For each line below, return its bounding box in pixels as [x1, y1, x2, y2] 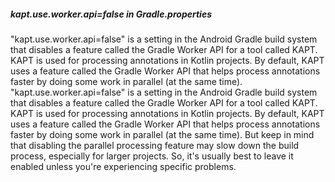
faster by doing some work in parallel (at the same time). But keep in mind [10, 128, 315, 140]
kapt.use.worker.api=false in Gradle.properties [10, 8, 212, 20]
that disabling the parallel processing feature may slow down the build [10, 139, 300, 151]
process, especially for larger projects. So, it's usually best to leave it [10, 150, 294, 162]
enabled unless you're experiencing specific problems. [10, 160, 237, 172]
